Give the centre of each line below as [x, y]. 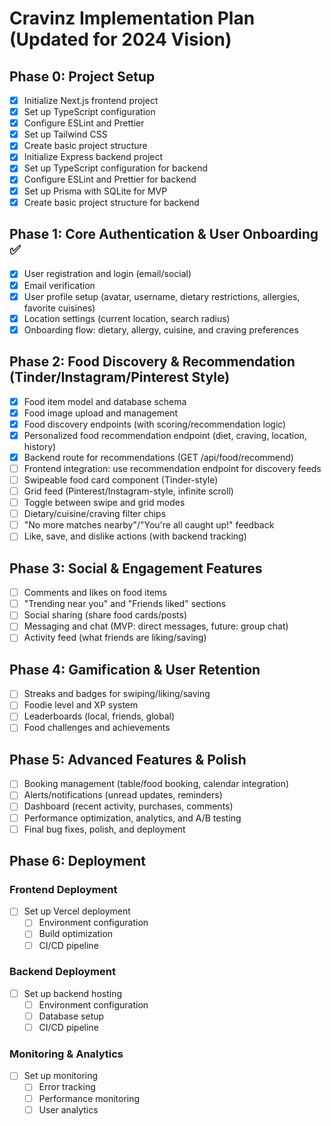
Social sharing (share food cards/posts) [105, 615]
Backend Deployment [62, 972]
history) [40, 446]
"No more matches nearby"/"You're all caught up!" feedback [149, 525]
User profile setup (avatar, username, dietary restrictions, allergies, [162, 296]
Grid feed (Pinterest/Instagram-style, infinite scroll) [128, 491]
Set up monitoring [61, 1076]
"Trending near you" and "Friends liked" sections [125, 604]
